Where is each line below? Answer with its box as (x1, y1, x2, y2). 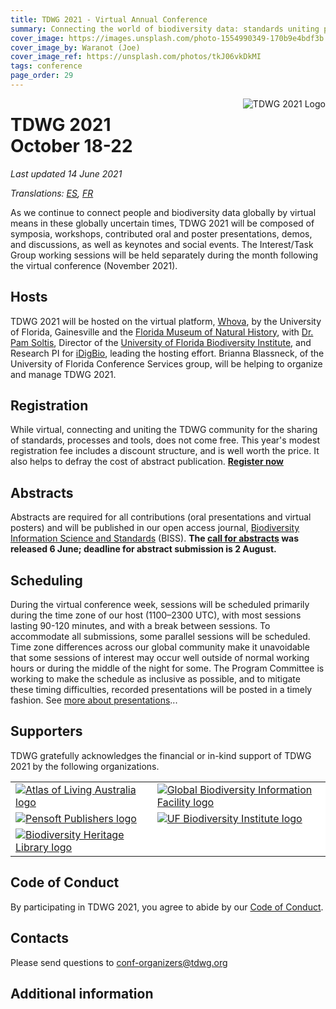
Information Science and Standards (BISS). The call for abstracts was (10, 532, 299, 545)
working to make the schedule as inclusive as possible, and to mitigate (10, 673, 301, 685)
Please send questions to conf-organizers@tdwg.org (10, 956, 228, 968)
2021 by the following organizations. (10, 760, 160, 772)
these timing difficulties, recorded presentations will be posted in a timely (10, 684, 313, 696)
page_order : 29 (10, 71, 74, 81)
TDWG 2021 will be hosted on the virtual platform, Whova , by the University (10, 315, 322, 327)
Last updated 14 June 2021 (10, 167, 123, 180)
